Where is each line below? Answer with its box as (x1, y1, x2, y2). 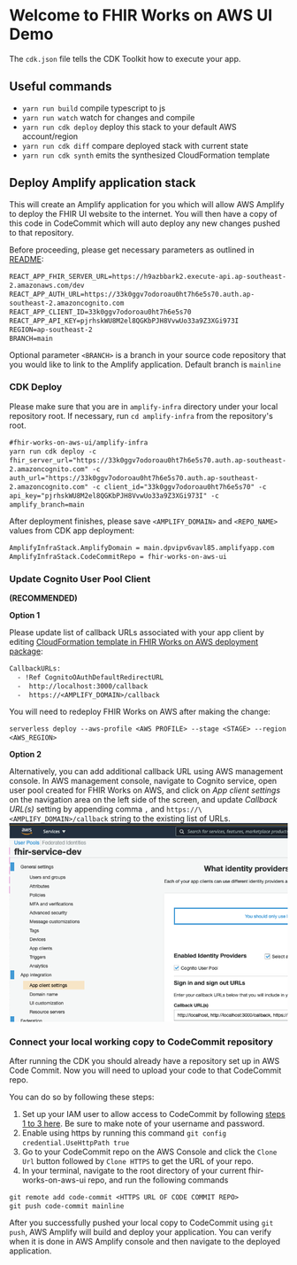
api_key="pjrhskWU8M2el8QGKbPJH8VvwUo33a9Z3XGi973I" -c (9, 491, 219, 501)
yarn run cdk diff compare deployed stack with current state (21, 140, 249, 151)
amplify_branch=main (9, 500, 86, 509)
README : (9, 253, 44, 264)
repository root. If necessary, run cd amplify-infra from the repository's (9, 410, 274, 421)
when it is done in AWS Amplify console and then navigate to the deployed (9, 1237, 281, 1247)
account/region (21, 130, 79, 142)
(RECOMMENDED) (9, 593, 78, 603)
